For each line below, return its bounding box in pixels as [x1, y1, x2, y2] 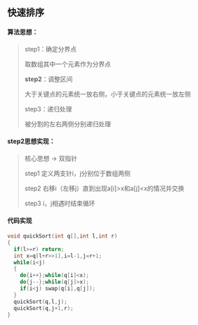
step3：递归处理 [24, 104, 72, 113]
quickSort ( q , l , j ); [13, 298, 68, 305]
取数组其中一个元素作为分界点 [24, 59, 111, 68]
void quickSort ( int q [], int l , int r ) [7, 233, 118, 240]
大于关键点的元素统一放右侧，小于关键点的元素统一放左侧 [24, 90, 191, 98]
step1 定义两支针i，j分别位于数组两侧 [24, 168, 131, 178]
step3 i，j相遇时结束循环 [24, 199, 95, 207]
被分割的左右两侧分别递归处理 [24, 119, 111, 128]
